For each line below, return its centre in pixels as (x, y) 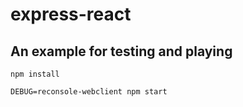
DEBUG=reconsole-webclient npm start (89, 92)
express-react (71, 14)
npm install (35, 74)
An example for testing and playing (121, 51)
